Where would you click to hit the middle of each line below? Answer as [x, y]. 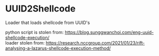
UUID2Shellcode [40, 9]
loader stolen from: [25, 42]
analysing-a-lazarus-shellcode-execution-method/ [58, 48]
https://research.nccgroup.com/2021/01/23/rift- [95, 42]
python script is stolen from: [35, 32]
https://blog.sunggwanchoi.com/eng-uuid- [109, 32]
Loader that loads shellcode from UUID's [47, 22]
